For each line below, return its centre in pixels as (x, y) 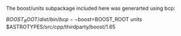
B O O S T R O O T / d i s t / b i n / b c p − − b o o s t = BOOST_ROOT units (74, 20)
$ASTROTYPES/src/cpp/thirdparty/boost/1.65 (61, 27)
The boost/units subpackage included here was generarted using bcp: (91, 8)
